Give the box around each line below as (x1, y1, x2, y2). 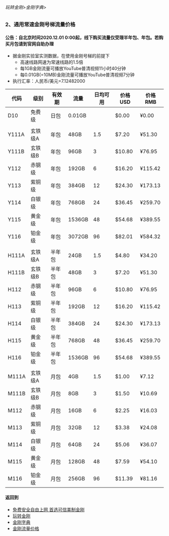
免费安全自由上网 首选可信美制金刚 (12, 506, 84, 512)
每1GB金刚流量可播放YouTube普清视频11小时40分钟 (20, 66, 126, 72)
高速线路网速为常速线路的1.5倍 (20, 59, 83, 65)
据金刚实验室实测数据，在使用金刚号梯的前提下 (12, 53, 110, 59)
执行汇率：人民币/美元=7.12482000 (12, 78, 86, 84)
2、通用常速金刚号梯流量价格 (5, 21, 75, 28)
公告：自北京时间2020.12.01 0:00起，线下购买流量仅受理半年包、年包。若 (5, 34, 159, 40)
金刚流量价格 (12, 525, 39, 531)
